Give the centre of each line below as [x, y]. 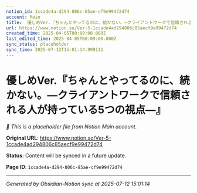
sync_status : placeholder [38, 45]
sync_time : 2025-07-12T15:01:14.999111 [55, 50]
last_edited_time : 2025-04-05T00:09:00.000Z [61, 39]
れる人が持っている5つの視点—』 [86, 110]
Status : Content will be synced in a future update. [66, 155]
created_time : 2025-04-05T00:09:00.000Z [56, 33]
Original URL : [23, 138]
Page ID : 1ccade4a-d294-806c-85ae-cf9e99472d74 [64, 167]
